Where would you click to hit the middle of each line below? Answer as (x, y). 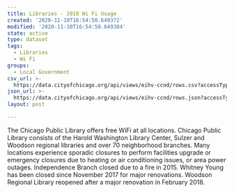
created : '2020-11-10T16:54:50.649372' (65, 20)
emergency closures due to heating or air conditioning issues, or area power (117, 160)
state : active (28, 33)
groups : (18, 65)
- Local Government (42, 72)
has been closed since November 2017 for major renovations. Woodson (110, 174)
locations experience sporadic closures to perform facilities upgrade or (109, 152)
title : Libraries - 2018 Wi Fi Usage (62, 14)
